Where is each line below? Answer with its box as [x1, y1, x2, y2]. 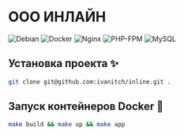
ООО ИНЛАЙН [8, 8, 107, 26]
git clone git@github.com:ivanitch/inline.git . [8, 77, 171, 86]
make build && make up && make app [8, 121, 126, 129]
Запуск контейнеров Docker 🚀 [8, 99, 164, 114]
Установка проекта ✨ [8, 57, 119, 70]
